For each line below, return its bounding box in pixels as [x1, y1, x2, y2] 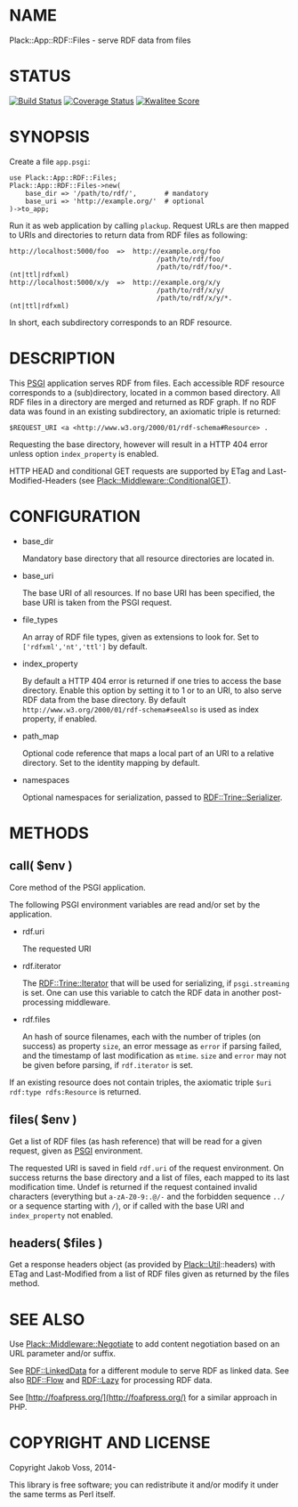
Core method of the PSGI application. [9, 882, 146, 892]
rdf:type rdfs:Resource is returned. [9, 1086, 141, 1096]
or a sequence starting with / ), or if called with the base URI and [9, 1200, 245, 1211]
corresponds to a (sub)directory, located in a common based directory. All [9, 387, 280, 397]
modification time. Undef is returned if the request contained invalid [9, 1181, 258, 1192]
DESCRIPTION [9, 348, 116, 368]
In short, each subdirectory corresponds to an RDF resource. [9, 317, 233, 328]
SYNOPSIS [9, 126, 91, 147]
